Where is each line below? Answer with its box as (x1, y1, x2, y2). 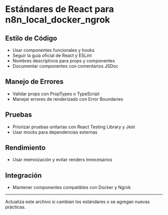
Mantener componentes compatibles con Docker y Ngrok (12, 185, 131, 191)
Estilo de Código (5, 34, 57, 42)
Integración (5, 171, 42, 180)
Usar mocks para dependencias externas (12, 129, 97, 135)
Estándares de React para (5, 3, 114, 15)
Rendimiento (5, 144, 46, 152)
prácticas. (5, 204, 26, 210)
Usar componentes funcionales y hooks (12, 47, 95, 53)
